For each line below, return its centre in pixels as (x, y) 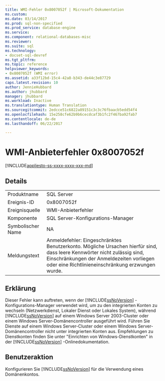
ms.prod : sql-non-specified (34, 23)
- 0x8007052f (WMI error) (31, 74)
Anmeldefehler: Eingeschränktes (84, 240)
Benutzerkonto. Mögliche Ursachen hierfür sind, (102, 247)
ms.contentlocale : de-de (30, 119)
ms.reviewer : (18, 42)
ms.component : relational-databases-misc (48, 37)
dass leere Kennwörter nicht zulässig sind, (95, 253)
